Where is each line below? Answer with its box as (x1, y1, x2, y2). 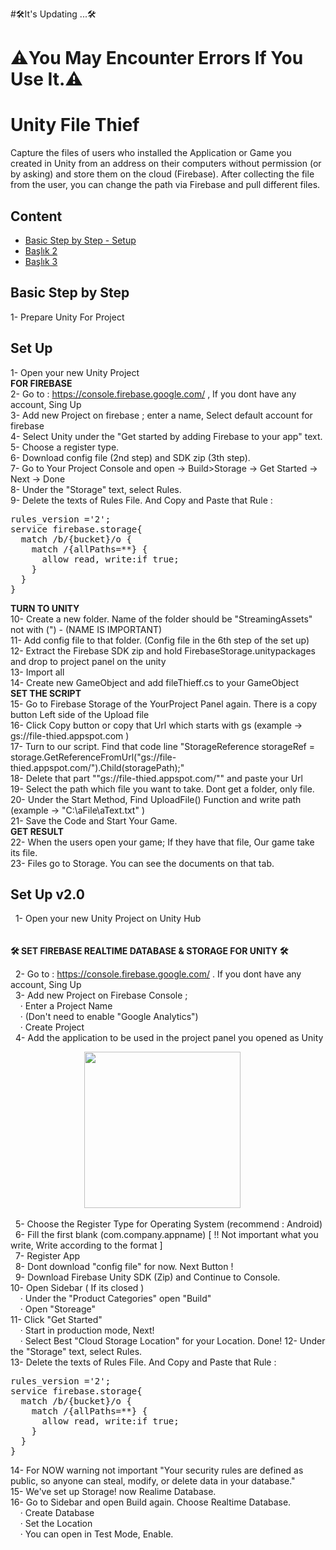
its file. (10, 846, 38, 858)
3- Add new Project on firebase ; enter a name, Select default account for (10, 409, 313, 421)
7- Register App (14, 1250, 81, 1262)
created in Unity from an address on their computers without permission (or (10, 158, 322, 170)
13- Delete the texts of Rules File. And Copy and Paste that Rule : (10, 1356, 277, 1368)
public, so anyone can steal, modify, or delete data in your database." (10, 1475, 296, 1487)
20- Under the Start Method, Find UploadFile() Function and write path (10, 793, 302, 805)
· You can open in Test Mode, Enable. (19, 1528, 174, 1540)
